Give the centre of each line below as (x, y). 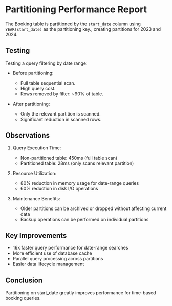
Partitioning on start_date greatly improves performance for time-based (81, 293)
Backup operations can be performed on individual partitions (84, 219)
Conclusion (24, 280)
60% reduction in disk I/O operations (59, 188)
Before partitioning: (33, 73)
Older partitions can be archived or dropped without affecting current (93, 208)
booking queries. (23, 298)
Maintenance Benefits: (36, 198)
